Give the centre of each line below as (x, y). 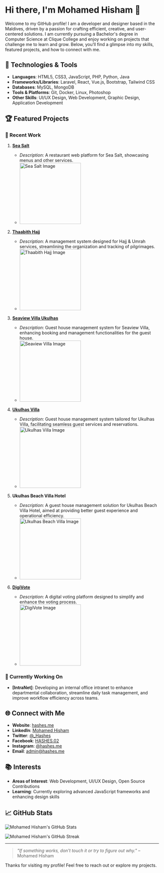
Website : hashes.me (33, 725)
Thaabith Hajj (26, 232)
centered (14, 34)
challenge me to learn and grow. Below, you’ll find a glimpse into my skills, (80, 44)
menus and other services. (46, 161)
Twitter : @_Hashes (31, 735)
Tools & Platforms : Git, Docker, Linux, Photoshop (61, 92)
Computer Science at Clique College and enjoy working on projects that (77, 39)
